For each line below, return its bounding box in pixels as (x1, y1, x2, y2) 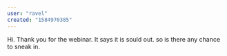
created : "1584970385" (7, 16, 72, 23)
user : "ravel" (7, 10, 48, 17)
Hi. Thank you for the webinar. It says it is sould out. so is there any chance (7, 35, 221, 43)
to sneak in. (7, 42, 40, 51)
